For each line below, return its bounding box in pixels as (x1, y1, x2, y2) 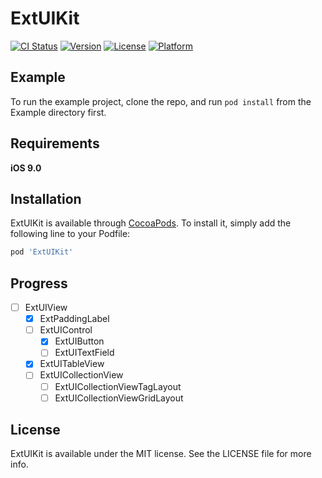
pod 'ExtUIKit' (10, 247, 74, 257)
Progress (10, 275, 68, 292)
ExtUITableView (39, 358, 105, 370)
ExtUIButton (54, 335, 105, 347)
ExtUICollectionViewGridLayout (54, 392, 184, 404)
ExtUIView (24, 302, 68, 314)
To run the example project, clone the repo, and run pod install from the (10, 95, 312, 107)
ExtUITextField (54, 347, 115, 359)
